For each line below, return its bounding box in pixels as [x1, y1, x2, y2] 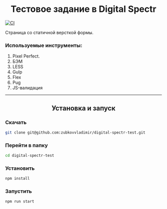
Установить [5, 165, 35, 172]
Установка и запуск [51, 104, 116, 112]
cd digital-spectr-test [5, 153, 55, 158]
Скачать [5, 119, 27, 126]
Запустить [5, 188, 32, 195]
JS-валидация [12, 85, 43, 91]
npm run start [5, 199, 35, 204]
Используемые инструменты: [5, 42, 83, 49]
